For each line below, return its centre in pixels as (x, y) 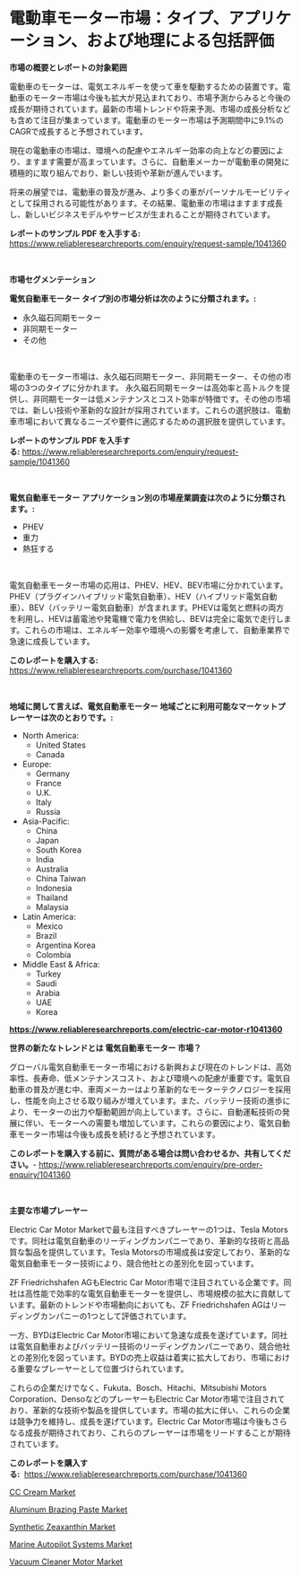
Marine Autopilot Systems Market (71, 1544)
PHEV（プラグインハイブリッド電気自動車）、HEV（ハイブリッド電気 (136, 596)
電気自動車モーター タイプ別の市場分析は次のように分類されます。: (133, 298)
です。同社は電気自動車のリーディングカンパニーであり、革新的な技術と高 (146, 1240)
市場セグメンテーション (52, 279)
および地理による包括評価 (180, 41)
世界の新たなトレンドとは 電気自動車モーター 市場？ (105, 1047)
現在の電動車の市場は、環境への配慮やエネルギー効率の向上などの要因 (139, 150)
